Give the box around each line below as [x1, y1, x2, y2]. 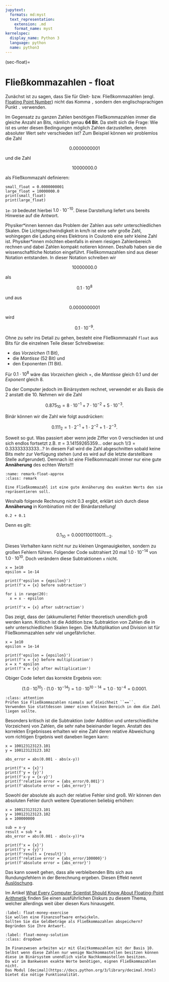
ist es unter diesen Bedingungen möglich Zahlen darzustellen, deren [5, 124, 147, 130]
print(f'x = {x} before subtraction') [5, 583, 87, 588]
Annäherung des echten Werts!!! [5, 462, 74, 468]
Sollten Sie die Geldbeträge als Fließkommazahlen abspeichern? [5, 919, 143, 924]
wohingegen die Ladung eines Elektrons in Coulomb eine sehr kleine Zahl [5, 233, 157, 239]
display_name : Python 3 [10, 36, 59, 41]
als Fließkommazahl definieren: [5, 174, 70, 180]
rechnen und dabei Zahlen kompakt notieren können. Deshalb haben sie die [5, 244, 162, 250]
